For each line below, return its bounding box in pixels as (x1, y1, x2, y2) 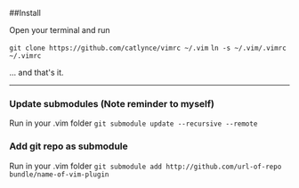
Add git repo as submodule (9, 140, 129, 152)
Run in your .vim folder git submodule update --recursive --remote (9, 118, 258, 128)
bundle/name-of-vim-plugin (9, 169, 109, 179)
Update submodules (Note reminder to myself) (9, 97, 215, 110)
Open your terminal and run (9, 25, 110, 35)
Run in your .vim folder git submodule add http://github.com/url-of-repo (9, 160, 282, 171)
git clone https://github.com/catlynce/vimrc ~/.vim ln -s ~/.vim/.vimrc (9, 44, 287, 53)
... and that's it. (9, 67, 64, 78)
